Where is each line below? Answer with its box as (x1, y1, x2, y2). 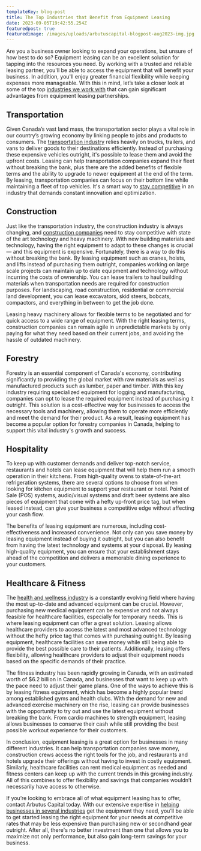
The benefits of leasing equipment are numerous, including (6, 522, 152, 530)
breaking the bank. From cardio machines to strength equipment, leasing (6, 714, 186, 721)
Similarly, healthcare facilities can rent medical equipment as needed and (6, 764, 187, 771)
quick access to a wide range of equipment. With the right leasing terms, (6, 317, 186, 324)
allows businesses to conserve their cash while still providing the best (6, 720, 179, 727)
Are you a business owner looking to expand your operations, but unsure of (6, 47, 193, 55)
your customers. (6, 561, 47, 568)
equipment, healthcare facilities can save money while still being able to (6, 639, 184, 646)
